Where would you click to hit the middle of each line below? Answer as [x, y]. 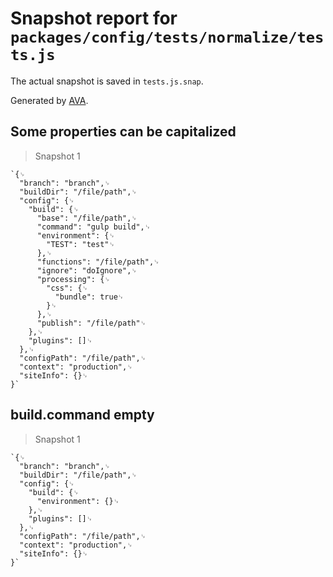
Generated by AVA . [49, 100]
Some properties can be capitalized [123, 132]
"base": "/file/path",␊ [87, 218]
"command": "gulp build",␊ [94, 227]
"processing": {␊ [73, 279]
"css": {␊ [67, 288]
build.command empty [82, 415]
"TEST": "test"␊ [81, 244]
